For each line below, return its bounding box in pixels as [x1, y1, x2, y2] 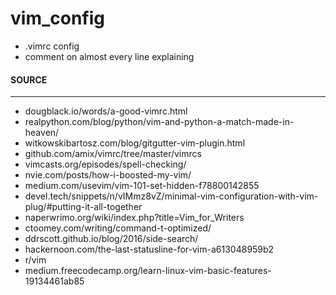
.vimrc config [24, 40, 80, 52]
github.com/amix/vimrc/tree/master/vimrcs [24, 148, 202, 160]
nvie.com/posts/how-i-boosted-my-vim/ [24, 169, 192, 181]
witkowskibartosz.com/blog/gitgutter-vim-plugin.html [24, 137, 246, 149]
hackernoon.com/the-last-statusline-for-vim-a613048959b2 [24, 243, 275, 256]
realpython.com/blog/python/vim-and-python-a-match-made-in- [24, 116, 295, 128]
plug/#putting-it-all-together [24, 201, 143, 213]
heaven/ [24, 127, 60, 139]
